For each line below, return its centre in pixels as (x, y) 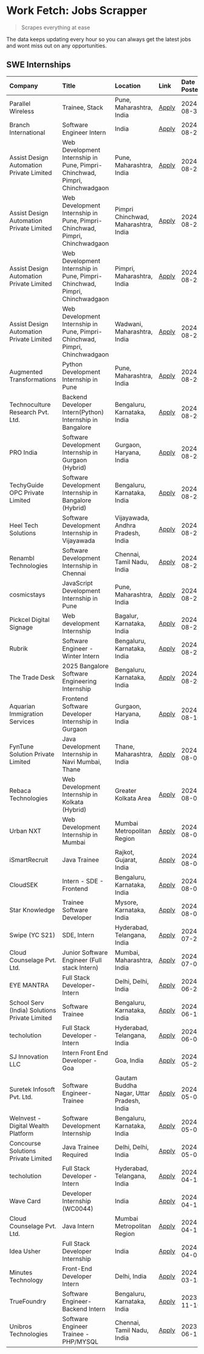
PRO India (23, 452)
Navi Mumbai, (82, 762)
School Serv (27, 1003)
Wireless (22, 111)
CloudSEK (24, 885)
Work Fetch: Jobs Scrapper (77, 11)
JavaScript (77, 583)
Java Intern (78, 1226)
